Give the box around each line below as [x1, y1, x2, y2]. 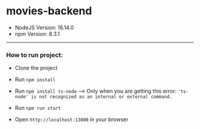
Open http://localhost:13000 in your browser [14, 116, 129, 123]
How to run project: [6, 51, 64, 59]
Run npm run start [14, 105, 61, 112]
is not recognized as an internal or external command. [30, 94, 173, 100]
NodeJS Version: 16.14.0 [14, 24, 74, 31]
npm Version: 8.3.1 [14, 30, 60, 37]
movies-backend [6, 4, 92, 18]
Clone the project [14, 64, 58, 72]
